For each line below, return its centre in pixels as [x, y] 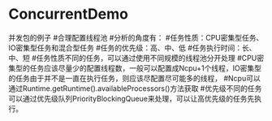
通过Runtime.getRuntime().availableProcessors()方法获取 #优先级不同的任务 [135, 88]
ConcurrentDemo [68, 14]
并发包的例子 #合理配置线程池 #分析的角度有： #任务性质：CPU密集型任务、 [136, 37]
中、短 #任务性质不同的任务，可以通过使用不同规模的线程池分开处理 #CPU [133, 58]
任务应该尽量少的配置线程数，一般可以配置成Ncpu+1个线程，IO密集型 [146, 68]
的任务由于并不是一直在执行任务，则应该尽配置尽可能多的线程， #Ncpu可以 [135, 78]
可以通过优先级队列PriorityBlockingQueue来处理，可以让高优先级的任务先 [132, 98]
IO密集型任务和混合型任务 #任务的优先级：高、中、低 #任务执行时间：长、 [133, 48]
